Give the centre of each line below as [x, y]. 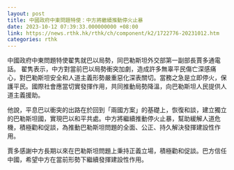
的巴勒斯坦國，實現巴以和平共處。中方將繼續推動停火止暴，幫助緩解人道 [111, 118]
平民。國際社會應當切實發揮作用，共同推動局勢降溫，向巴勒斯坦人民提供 [117, 86]
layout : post [26, 14]
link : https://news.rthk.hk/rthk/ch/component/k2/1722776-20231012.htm [113, 33]
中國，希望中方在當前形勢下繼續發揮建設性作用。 [77, 160]
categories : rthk [32, 40]
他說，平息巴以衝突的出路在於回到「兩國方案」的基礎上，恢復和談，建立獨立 [117, 110]
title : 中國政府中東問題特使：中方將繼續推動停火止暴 [75, 20]
